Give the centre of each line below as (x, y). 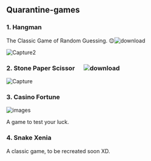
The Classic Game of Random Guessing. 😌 (60, 40)
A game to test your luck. (38, 122)
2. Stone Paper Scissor (40, 68)
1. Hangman (24, 27)
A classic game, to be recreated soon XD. (58, 151)
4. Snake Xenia (29, 138)
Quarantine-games (43, 10)
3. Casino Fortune (33, 97)
